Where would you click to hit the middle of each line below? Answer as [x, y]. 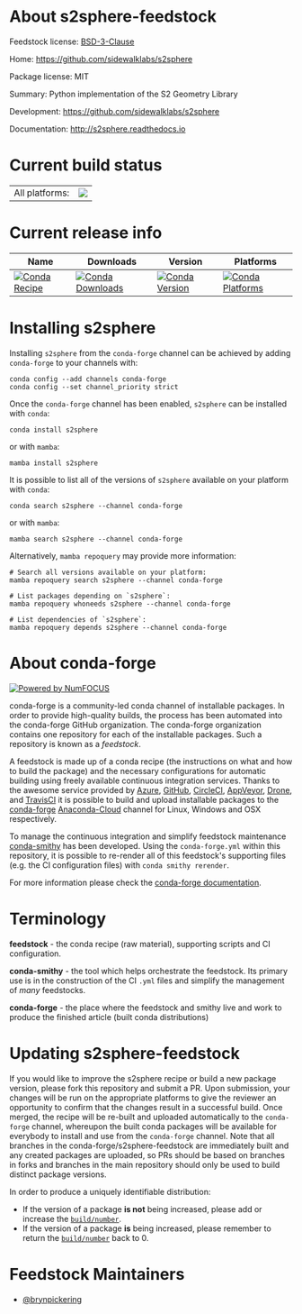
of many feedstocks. [48, 990]
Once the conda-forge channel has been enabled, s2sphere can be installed [148, 404]
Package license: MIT [49, 76]
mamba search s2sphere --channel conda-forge [96, 539]
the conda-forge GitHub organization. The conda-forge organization [136, 725]
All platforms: [42, 193]
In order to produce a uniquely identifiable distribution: [110, 1191]
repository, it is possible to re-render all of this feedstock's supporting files [147, 855]
